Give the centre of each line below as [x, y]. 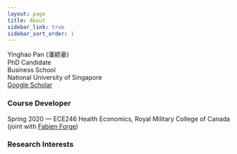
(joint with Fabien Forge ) [43, 126]
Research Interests [41, 144]
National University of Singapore [55, 78]
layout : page [27, 14]
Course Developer [39, 103]
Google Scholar [30, 85]
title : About [27, 20]
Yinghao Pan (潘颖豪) [38, 54]
